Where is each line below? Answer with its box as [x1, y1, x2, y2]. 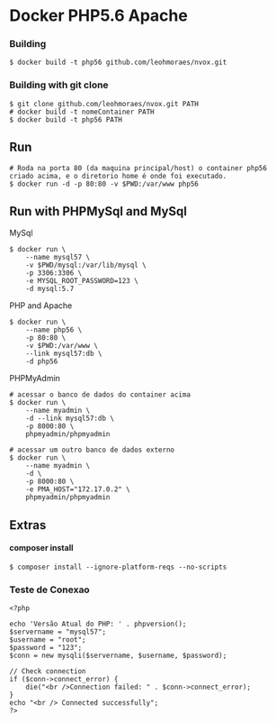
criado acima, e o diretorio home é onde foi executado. [9, 171, 227, 180]
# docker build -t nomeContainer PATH [9, 107, 155, 116]
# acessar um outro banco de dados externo [9, 445, 175, 455]
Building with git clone [9, 78, 110, 91]
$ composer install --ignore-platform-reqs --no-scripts [9, 562, 227, 571]
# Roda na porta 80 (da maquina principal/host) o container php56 [9, 163, 268, 172]
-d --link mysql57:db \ [25, 414, 115, 424]
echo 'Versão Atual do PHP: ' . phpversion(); [9, 619, 187, 629]
